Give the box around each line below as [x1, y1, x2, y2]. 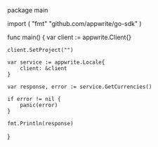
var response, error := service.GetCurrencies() [7, 83, 152, 90]
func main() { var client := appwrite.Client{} [7, 33, 132, 41]
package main [7, 6, 48, 14]
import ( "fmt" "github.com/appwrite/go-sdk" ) [7, 20, 142, 27]
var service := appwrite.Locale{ [7, 59, 105, 66]
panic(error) [20, 101, 58, 108]
